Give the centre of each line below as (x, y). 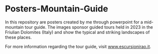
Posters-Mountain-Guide (57, 9)
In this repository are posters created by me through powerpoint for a (74, 22)
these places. (18, 37)
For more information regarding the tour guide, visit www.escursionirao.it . (78, 46)
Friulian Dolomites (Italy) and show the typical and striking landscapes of (77, 32)
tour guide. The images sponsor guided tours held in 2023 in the (89, 27)
